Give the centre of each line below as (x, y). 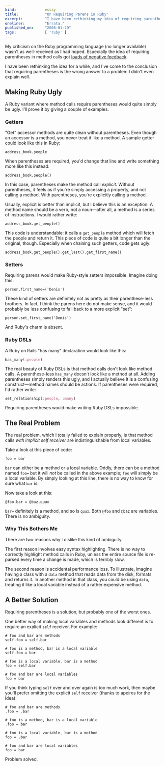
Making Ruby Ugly (34, 92)
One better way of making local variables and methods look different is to (79, 621)
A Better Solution (32, 600)
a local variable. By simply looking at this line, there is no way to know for (79, 478)
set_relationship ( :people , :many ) (41, 398)
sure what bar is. (22, 483)
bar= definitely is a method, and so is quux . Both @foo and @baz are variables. (82, 511)
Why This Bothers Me (31, 529)
